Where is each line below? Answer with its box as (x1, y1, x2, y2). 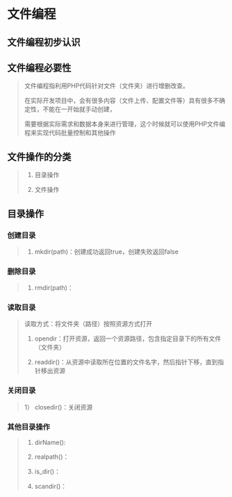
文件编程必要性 (7, 62, 72, 74)
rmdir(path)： (34, 284, 74, 292)
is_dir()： (34, 467, 61, 476)
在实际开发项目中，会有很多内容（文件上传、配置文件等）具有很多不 (24, 97, 219, 105)
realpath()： (34, 453, 69, 461)
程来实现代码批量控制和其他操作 (24, 129, 116, 137)
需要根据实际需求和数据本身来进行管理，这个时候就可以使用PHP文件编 (24, 120, 226, 129)
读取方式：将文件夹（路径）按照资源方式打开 (24, 320, 153, 328)
